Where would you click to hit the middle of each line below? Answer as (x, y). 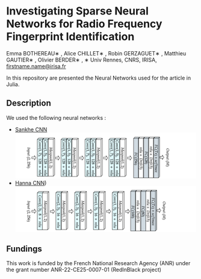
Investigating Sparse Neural (78, 11)
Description (29, 103)
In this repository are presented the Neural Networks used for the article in (99, 78)
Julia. (13, 84)
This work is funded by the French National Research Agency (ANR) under (98, 263)
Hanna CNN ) (31, 183)
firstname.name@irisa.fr (36, 66)
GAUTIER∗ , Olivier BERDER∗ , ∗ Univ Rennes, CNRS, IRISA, (82, 60)
